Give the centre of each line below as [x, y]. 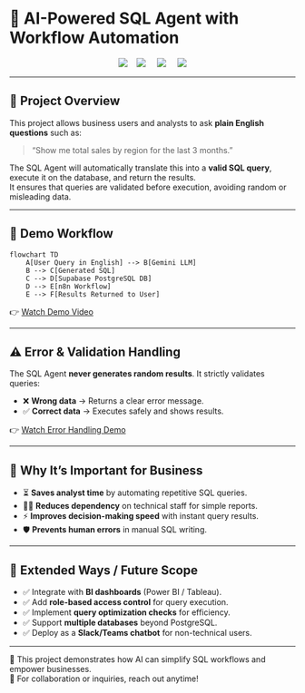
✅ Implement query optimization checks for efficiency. [127, 612]
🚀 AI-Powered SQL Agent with [124, 19]
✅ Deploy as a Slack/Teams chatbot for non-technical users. [137, 633]
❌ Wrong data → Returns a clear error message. [113, 401]
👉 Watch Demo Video [51, 311]
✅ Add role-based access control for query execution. [125, 602]
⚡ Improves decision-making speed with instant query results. [140, 516]
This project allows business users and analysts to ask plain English [137, 122]
